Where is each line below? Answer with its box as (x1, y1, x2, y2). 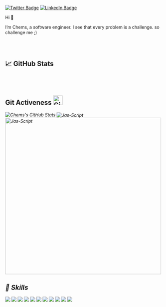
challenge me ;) (5, 30, 37, 35)
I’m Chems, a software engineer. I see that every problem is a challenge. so (5, 24, 160, 30)
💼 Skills (5, 283, 28, 291)
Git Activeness (5, 98, 52, 107)
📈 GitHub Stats (5, 60, 54, 68)
